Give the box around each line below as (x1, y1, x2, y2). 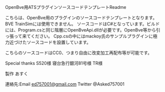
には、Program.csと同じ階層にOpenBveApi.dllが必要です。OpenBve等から (5, 27, 157, 33)
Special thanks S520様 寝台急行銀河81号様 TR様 (5, 61, 103, 66)
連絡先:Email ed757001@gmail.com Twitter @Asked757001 (5, 81, 125, 87)
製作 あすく (5, 71, 28, 76)
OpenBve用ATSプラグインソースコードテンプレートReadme (5, 4, 126, 10)
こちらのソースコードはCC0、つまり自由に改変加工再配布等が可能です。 (5, 50, 152, 56)
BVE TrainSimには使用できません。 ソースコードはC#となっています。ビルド (5, 21, 160, 27)
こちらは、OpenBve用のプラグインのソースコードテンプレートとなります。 (5, 15, 157, 21)
